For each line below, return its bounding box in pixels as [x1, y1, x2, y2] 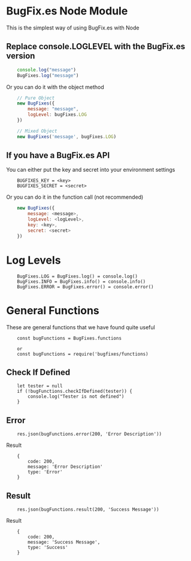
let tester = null [17, 383, 63, 389]
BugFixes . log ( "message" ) [17, 72, 79, 79]
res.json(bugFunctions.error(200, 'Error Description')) [17, 431, 162, 437]
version [6, 51, 35, 61]
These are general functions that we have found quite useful [6, 323, 156, 331]
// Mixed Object [17, 128, 58, 134]
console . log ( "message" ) [17, 67, 77, 73]
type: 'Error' [28, 469, 63, 475]
